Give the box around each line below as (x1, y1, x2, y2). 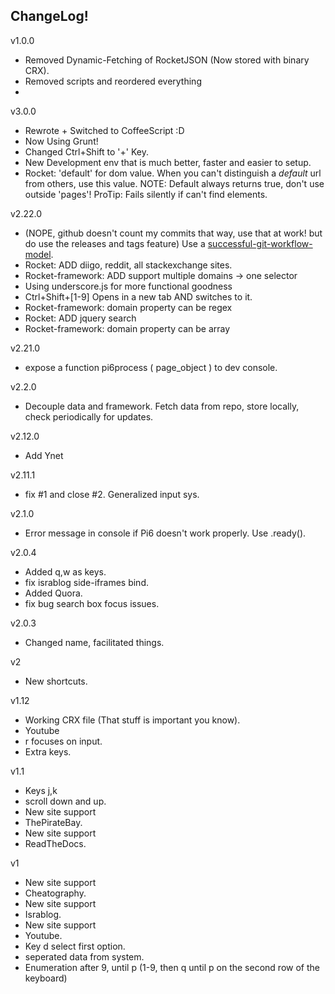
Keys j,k (24, 784, 58, 796)
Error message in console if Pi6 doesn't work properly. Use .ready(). (24, 527, 307, 539)
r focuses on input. (24, 735, 103, 747)
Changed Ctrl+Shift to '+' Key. (24, 145, 149, 158)
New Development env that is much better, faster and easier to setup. (24, 156, 312, 168)
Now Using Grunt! (24, 135, 99, 147)
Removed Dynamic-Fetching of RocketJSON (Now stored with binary (24, 54, 310, 66)
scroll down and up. (24, 795, 107, 807)
